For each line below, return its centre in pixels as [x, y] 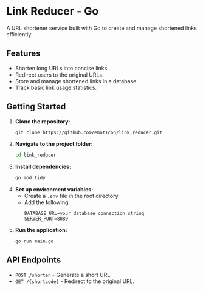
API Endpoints [34, 260]
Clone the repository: [43, 121]
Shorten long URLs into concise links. [62, 68]
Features [23, 54]
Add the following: [47, 202]
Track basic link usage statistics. [56, 87]
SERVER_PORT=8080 [46, 219]
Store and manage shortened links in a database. [77, 81]
